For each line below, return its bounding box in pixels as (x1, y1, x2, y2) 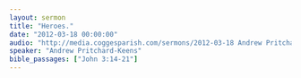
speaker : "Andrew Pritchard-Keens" (9, 47, 142, 56)
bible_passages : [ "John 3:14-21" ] (9, 55, 139, 64)
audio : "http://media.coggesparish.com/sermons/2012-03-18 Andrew (9, 38, 262, 48)
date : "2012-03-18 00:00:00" (9, 30, 118, 39)
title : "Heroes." (9, 22, 74, 30)
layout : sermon (9, 13, 66, 22)
